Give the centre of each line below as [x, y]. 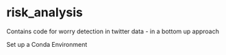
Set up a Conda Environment [47, 44]
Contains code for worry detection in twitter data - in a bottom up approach [113, 31]
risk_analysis [45, 13]
